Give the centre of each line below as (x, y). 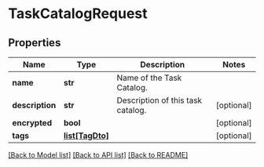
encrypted (32, 123)
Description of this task (159, 100)
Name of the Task (149, 78)
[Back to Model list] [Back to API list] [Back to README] (98, 155)
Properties (35, 43)
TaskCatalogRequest (78, 14)
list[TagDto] (86, 136)
